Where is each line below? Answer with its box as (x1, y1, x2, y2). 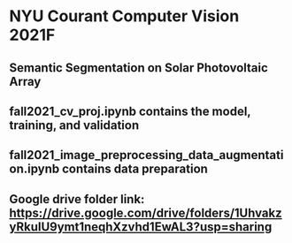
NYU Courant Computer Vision (9, 6, 240, 27)
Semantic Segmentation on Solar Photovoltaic (9, 60, 268, 75)
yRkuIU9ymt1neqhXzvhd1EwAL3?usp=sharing (9, 219, 273, 234)
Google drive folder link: (9, 192, 145, 207)
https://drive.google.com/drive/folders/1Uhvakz (9, 205, 282, 220)
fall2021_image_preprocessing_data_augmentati (9, 148, 284, 163)
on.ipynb (9, 162, 60, 177)
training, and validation (9, 118, 140, 133)
